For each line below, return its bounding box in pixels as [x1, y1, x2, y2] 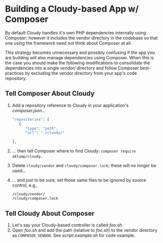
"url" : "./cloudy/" [25, 130, 65, 136]
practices [5, 70, 24, 76]
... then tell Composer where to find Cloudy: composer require [12, 148, 136, 154]
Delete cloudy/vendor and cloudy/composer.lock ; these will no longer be [12, 163, 157, 169]
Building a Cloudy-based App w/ [5, 3, 139, 15]
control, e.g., [12, 182, 38, 188]
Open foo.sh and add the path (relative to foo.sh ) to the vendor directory [12, 227, 158, 233]
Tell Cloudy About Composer [5, 209, 95, 217]
